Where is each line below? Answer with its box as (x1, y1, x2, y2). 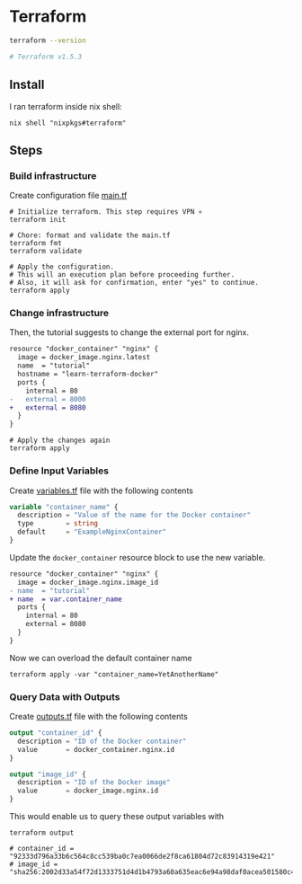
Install (9, 77, 45, 93)
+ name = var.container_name (9, 595, 123, 604)
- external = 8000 (9, 394, 87, 403)
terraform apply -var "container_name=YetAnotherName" (9, 669, 219, 679)
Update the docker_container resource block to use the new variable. (9, 552, 266, 562)
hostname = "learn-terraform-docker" (17, 370, 159, 379)
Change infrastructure (9, 307, 110, 320)
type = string (17, 519, 99, 528)
